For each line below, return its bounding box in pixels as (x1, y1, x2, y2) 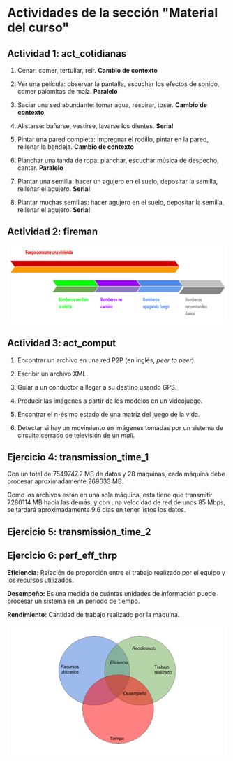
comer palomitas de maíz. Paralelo (17, 87, 118, 95)
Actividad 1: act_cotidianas (7, 48, 127, 59)
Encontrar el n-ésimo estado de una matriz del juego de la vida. (17, 410, 200, 418)
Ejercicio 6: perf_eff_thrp (7, 550, 118, 562)
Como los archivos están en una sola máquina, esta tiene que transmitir (7, 491, 213, 499)
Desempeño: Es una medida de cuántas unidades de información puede (7, 589, 216, 597)
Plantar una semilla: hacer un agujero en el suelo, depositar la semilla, (17, 177, 218, 185)
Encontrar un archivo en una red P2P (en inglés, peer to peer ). (17, 355, 197, 364)
